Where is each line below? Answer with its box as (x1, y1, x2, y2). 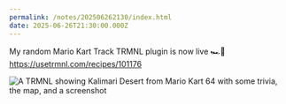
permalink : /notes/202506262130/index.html (9, 12, 173, 22)
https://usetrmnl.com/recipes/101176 (9, 58, 143, 69)
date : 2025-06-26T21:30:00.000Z (9, 21, 128, 30)
